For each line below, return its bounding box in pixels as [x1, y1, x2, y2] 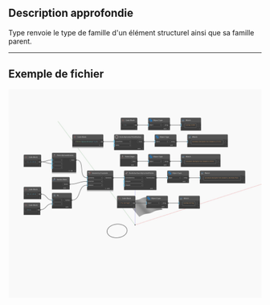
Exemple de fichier [8, 68, 104, 81]
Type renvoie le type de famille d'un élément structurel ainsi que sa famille [8, 27, 255, 37]
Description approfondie [8, 6, 134, 20]
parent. [8, 36, 32, 46]
